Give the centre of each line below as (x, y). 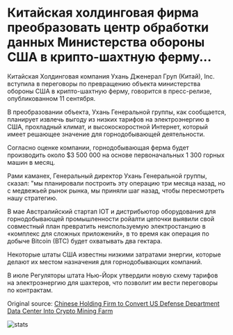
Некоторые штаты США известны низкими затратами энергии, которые (114, 254)
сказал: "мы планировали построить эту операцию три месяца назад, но (116, 183)
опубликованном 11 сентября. (51, 98)
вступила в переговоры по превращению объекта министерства (104, 83)
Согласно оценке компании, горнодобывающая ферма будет (98, 147)
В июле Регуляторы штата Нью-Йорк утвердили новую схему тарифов (113, 275)
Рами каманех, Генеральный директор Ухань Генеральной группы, (107, 176)
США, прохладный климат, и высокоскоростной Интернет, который (108, 126)
